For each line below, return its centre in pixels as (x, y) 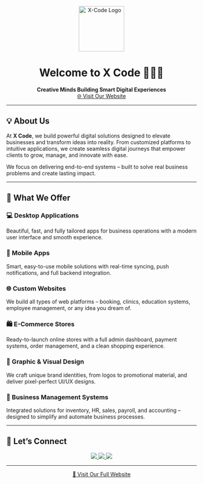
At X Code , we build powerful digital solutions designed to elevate (89, 136)
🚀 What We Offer (38, 198)
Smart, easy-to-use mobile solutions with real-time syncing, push (88, 266)
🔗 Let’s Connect (37, 441)
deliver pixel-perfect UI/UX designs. (51, 381)
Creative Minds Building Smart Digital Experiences (101, 89)
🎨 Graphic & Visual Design (45, 362)
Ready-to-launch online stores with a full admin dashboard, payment (92, 340)
